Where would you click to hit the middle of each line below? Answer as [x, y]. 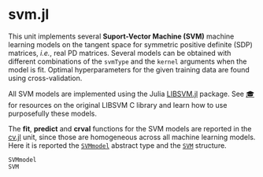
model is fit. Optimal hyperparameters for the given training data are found [129, 69]
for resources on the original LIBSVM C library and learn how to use [118, 105]
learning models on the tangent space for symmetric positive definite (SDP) [131, 44]
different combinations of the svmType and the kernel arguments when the [128, 61]
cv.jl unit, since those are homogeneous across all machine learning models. [132, 137]
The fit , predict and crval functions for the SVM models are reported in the [130, 128]
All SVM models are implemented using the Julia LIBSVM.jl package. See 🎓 [131, 94]
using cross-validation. [45, 78]
